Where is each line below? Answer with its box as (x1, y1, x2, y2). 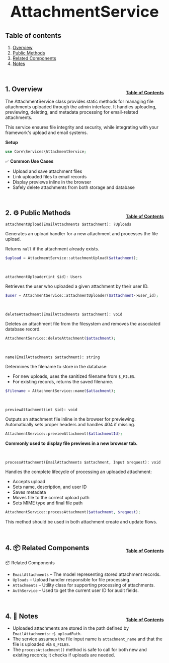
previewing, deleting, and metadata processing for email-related (5, 109, 138, 115)
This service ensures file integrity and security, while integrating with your (5, 124, 159, 130)
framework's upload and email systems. (5, 129, 88, 136)
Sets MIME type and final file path (12, 500, 83, 506)
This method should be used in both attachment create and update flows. (5, 518, 157, 524)
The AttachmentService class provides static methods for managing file (5, 98, 154, 104)
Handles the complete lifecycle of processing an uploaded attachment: (5, 469, 152, 475)
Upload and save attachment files (12, 168, 82, 174)
